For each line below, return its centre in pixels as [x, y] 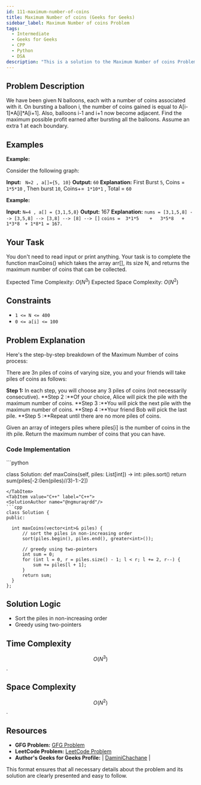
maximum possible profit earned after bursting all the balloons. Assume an [98, 120]
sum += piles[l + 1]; [60, 565]
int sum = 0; [38, 554]
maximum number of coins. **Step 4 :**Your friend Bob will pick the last [97, 410]
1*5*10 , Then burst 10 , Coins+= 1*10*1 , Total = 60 [69, 188]
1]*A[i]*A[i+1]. [23, 113]
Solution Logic [33, 604]
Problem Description [45, 86]
